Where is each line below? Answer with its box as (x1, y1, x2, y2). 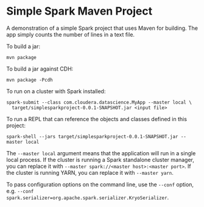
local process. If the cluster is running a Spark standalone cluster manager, (6, 156, 195, 163)
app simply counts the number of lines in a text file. (6, 30, 135, 38)
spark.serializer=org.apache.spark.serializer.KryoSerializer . (6, 194, 169, 201)
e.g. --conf (6, 187, 34, 194)
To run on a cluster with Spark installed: (6, 87, 106, 95)
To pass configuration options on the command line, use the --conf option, (6, 181, 194, 188)
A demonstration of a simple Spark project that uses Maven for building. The (6, 24, 199, 32)
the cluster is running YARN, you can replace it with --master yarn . (6, 169, 174, 176)
